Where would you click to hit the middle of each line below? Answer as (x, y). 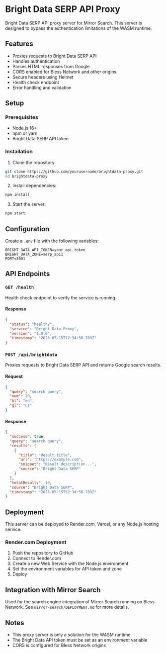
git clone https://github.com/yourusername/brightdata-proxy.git (74, 172)
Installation (19, 152)
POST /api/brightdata (31, 355)
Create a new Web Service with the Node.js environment (70, 563)
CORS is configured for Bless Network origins (59, 645)
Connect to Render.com (37, 559)
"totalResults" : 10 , (31, 483)
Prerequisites (22, 117)
